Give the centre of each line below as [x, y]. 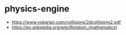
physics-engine [37, 9]
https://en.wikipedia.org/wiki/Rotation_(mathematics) [64, 27]
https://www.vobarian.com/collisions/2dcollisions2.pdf [66, 22]
